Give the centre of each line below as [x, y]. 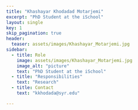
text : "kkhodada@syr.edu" [48, 93]
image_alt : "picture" [43, 66]
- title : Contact [33, 88]
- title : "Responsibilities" [47, 77]
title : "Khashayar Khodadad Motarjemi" [55, 11]
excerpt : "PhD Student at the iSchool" [55, 17]
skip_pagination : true [34, 33]
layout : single [25, 22]
